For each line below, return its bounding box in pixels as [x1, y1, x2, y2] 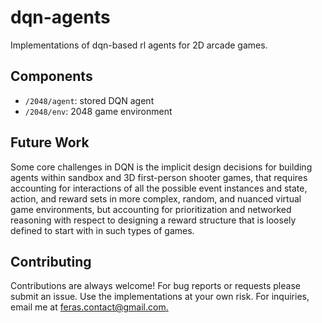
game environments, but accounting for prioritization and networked [10, 203, 292, 215]
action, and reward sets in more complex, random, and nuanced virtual [10, 192, 302, 205]
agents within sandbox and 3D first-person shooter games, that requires [10, 171, 308, 183]
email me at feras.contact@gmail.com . [10, 301, 169, 313]
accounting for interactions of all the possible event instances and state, [10, 182, 308, 194]
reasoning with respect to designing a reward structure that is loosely [10, 214, 297, 226]
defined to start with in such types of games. [10, 224, 195, 236]
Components [10, 68, 93, 85]
